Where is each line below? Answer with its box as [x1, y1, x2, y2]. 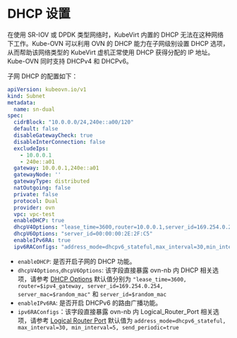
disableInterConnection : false [13, 138, 106, 145]
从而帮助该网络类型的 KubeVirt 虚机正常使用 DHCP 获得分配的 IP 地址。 [7, 48, 214, 56]
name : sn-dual [13, 106, 55, 113]
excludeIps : [13, 145, 49, 152]
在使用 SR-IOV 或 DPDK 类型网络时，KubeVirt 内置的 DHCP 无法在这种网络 [7, 30, 224, 39]
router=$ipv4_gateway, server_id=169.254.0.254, [17, 282, 164, 289]
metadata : [7, 99, 37, 106]
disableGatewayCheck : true [13, 132, 93, 139]
